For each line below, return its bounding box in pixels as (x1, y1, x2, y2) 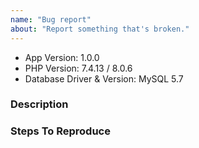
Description (10, 97, 69, 111)
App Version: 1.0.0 (24, 51, 100, 63)
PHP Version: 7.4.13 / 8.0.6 (24, 62, 133, 74)
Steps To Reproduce (10, 124, 111, 138)
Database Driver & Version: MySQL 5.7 (24, 72, 184, 85)
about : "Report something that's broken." (10, 24, 190, 34)
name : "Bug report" (10, 14, 92, 25)
